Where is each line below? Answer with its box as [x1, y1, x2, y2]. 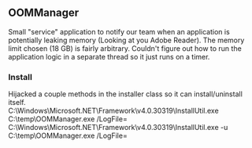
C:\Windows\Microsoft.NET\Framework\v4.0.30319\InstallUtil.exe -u [8, 123, 228, 132]
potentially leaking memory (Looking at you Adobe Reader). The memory [8, 35, 245, 45]
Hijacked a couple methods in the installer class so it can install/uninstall [8, 89, 243, 99]
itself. [8, 98, 26, 107]
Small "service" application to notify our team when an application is [8, 27, 230, 36]
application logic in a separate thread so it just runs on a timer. [8, 52, 210, 61]
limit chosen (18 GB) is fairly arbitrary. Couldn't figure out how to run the [8, 43, 242, 53]
